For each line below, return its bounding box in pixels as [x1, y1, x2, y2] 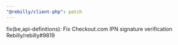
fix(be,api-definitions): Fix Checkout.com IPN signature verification [6, 25, 173, 32]
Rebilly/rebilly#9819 [6, 31, 56, 39]
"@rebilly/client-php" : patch [6, 8, 83, 15]
